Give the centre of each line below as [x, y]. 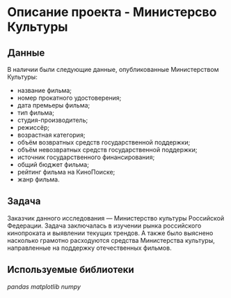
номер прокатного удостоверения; [69, 98]
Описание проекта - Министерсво [112, 12]
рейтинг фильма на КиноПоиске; [66, 172]
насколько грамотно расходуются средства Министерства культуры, [111, 240]
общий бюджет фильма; [53, 164]
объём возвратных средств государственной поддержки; [104, 142]
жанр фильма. [39, 179]
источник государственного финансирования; [86, 157]
